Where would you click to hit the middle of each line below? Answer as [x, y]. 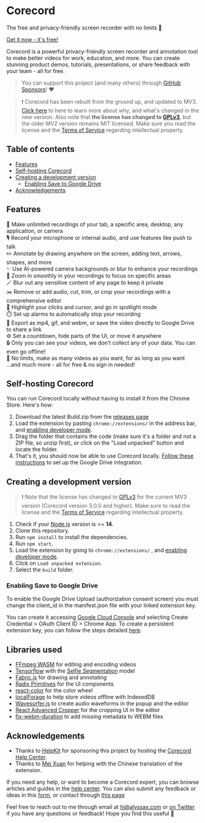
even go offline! [26, 351]
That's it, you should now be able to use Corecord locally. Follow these [104, 456]
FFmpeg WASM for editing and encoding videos [76, 664]
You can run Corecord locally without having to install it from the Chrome [98, 399]
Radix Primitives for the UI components [65, 684]
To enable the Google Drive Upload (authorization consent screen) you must [102, 599]
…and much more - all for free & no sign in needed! [71, 364]
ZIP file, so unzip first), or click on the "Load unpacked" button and [99, 443]
